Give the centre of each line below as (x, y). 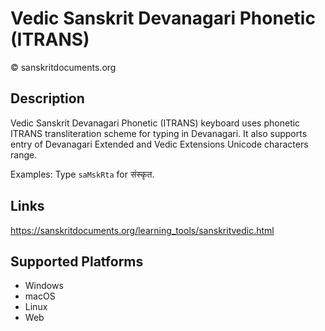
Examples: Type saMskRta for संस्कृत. (82, 174)
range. (24, 154)
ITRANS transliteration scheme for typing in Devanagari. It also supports (159, 133)
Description (47, 98)
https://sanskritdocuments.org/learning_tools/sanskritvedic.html (142, 230)
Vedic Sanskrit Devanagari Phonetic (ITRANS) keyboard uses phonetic (155, 123)
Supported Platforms (77, 261)
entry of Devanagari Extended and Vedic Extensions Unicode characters (159, 144)
